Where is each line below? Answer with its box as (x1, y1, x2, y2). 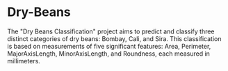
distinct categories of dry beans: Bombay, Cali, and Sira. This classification (7, 34, 222, 42)
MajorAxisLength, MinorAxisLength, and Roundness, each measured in (7, 49, 211, 58)
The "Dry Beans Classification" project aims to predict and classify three (7, 27, 215, 35)
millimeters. (7, 56, 40, 65)
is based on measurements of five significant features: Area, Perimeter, (7, 42, 211, 50)
